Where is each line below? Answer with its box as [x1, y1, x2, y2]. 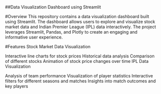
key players [5, 83, 28, 89]
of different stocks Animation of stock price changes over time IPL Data [5, 58, 149, 64]
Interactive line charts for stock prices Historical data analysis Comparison [5, 53, 155, 59]
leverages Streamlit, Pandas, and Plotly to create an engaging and [5, 29, 138, 35]
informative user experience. [5, 34, 63, 40]
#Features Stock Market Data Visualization [5, 44, 91, 49]
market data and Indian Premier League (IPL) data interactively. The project [5, 24, 156, 30]
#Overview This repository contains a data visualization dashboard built [5, 14, 150, 19]
